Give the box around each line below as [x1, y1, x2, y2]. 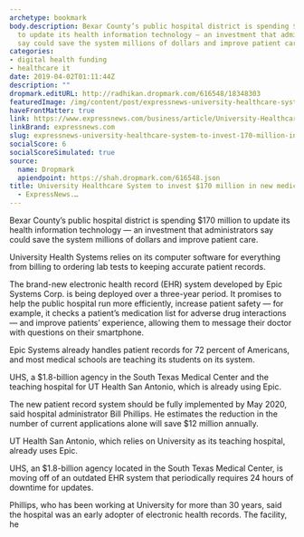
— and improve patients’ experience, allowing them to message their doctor [9, 318, 292, 328]
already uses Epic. [9, 446, 79, 455]
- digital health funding [9, 55, 107, 64]
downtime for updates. [9, 482, 94, 493]
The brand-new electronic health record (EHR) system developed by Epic [9, 279, 283, 290]
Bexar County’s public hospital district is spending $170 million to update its [9, 215, 291, 225]
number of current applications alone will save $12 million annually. [9, 418, 260, 428]
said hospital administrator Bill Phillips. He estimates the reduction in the [9, 408, 279, 419]
